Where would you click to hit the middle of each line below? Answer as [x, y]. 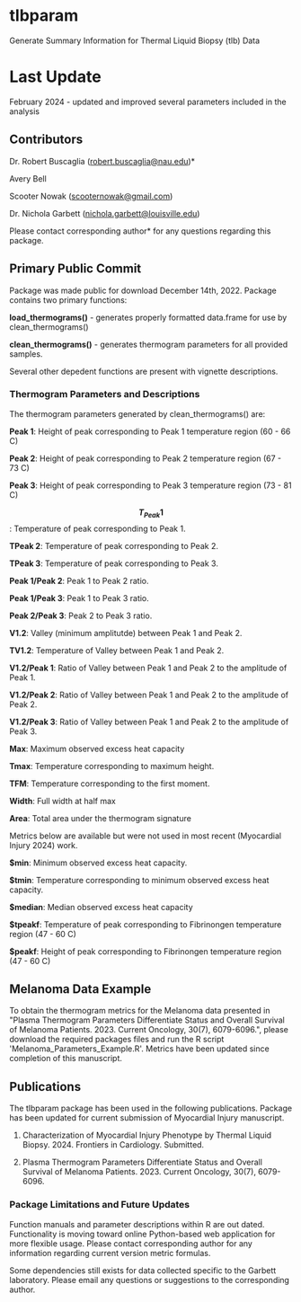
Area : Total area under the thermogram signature [100, 818]
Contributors [46, 140]
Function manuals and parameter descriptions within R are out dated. [137, 1224]
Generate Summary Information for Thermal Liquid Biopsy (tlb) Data [135, 40]
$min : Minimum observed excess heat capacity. [98, 863]
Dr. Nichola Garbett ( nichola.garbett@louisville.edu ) [105, 213]
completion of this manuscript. [66, 1058]
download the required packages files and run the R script [117, 1040]
